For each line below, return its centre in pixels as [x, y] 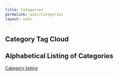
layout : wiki [19, 19]
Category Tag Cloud [37, 39]
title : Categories [24, 10]
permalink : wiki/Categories [34, 14]
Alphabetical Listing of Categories [59, 56]
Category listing [21, 68]
